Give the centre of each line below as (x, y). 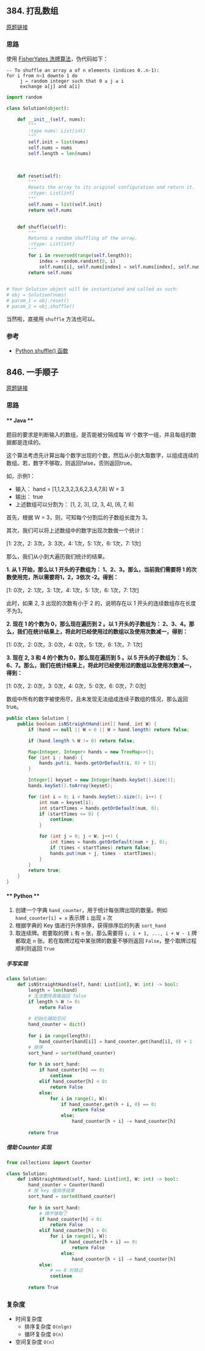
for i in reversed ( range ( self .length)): (80, 256)
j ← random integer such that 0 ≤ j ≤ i (72, 82)
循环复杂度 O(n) (44, 1334)
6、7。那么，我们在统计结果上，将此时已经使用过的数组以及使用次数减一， (101, 665)
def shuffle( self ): (42, 227)
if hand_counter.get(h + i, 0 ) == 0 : (109, 1104)
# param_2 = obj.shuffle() (41, 306)
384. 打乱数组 (33, 11)
